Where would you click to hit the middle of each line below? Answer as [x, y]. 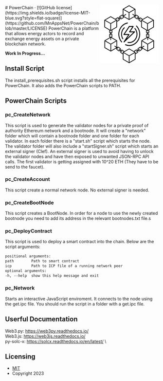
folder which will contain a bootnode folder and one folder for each [72, 135]
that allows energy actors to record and [45, 33]
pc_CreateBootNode [29, 203]
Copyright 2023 [28, 373]
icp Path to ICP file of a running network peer [64, 266]
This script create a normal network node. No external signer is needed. [77, 190]
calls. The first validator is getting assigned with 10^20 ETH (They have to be [82, 162]
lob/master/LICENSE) [26, 28]
